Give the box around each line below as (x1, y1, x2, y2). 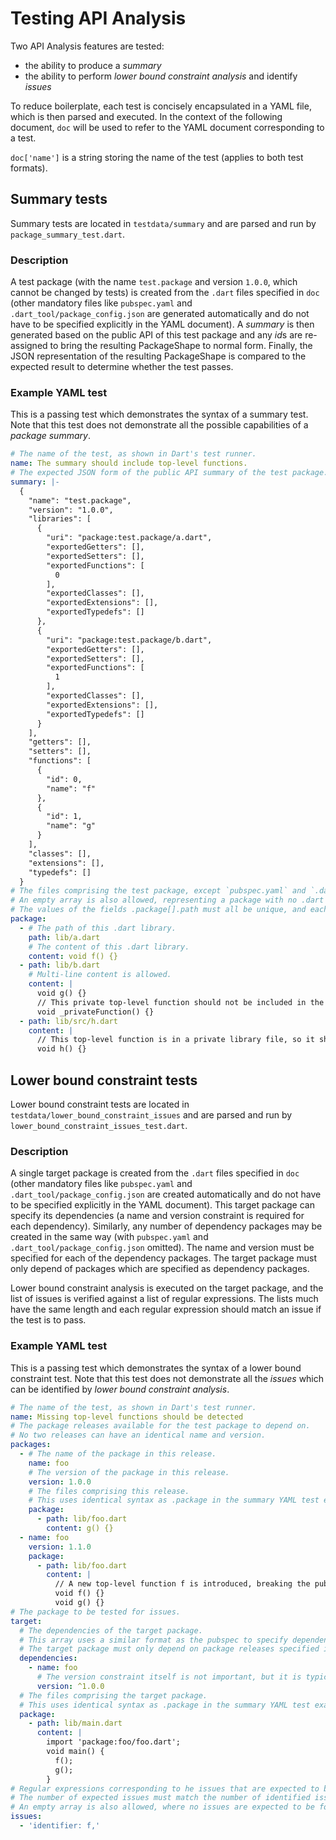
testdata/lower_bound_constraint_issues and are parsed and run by (10, 1109, 293, 1121)
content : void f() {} (28, 951, 118, 961)
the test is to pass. (10, 1314, 87, 1326)
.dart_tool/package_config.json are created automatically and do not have (10, 1188, 322, 1201)
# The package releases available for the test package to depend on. (10, 1421, 311, 1431)
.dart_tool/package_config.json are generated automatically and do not (10, 308, 310, 320)
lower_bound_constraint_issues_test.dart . (10, 1120, 188, 1132)
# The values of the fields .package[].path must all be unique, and (10, 905, 307, 915)
